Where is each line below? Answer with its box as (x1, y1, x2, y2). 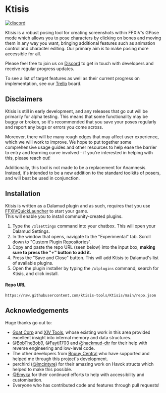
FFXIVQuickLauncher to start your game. (5, 208, 89, 214)
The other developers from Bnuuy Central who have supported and (12, 350, 150, 356)
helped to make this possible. (12, 366, 73, 372)
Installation (5, 190, 41, 198)
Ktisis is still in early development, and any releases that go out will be (5, 108, 148, 114)
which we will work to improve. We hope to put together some (5, 139, 132, 145)
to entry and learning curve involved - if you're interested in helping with (5, 149, 153, 155)
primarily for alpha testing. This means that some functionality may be (5, 113, 148, 119)
